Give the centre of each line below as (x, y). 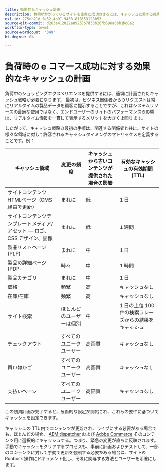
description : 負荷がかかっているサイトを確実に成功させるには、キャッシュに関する (79, 14)
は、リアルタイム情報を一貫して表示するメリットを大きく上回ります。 (75, 118)
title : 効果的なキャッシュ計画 (33, 10)
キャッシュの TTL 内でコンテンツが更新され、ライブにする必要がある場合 (79, 428)
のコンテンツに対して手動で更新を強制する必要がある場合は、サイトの (76, 452)
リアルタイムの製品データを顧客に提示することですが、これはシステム (80, 105)
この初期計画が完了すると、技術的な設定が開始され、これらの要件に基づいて (82, 411)
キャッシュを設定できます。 (33, 417)
